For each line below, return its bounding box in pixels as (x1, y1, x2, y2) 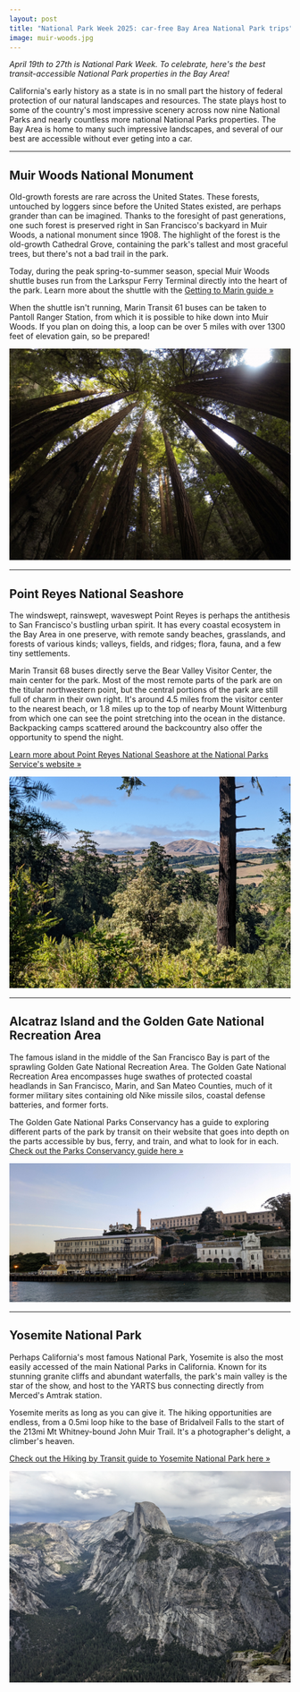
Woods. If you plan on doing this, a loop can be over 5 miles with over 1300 (9, 321, 286, 332)
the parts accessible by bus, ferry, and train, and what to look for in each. (9, 1135, 279, 1146)
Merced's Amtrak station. (9, 1389, 103, 1400)
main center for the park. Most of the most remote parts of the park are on (9, 675, 283, 685)
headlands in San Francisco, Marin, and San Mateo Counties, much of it (9, 1080, 273, 1091)
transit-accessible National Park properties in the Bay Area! (9, 68, 229, 80)
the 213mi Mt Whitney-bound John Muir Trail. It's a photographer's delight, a (9, 1426, 291, 1437)
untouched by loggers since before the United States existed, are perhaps (9, 201, 281, 212)
